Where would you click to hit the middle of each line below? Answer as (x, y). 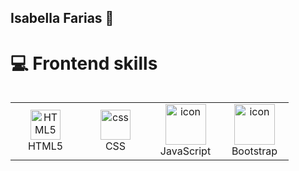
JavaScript (185, 151)
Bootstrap (254, 151)
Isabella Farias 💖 (62, 18)
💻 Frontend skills (84, 63)
